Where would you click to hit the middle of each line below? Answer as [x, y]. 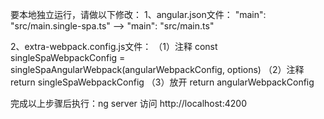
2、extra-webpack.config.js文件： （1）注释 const [114, 46]
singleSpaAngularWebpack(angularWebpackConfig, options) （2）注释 [157, 69]
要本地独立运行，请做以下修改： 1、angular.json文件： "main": [138, 14]
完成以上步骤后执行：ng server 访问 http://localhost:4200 [128, 103]
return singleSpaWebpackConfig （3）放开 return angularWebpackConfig [162, 82]
